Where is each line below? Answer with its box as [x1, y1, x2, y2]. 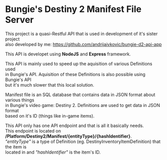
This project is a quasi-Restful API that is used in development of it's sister [5, 30, 158, 36]
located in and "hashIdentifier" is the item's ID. [5, 149, 101, 155]
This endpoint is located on [5, 127, 61, 133]
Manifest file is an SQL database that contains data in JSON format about [5, 91, 156, 97]
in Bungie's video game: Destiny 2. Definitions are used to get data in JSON [5, 102, 161, 108]
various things [5, 96, 34, 103]
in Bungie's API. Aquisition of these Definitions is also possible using [5, 71, 146, 77]
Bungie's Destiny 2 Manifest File [5, 3, 142, 15]
